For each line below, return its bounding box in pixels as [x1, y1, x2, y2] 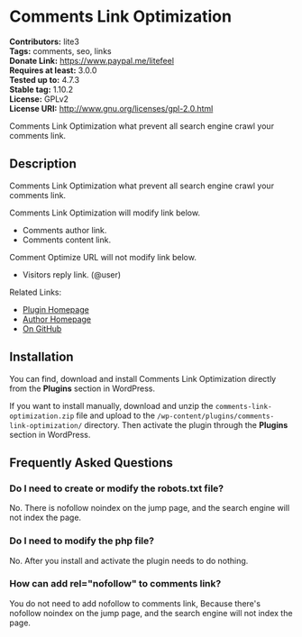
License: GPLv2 [9, 93, 69, 105]
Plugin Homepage [22, 304, 90, 314]
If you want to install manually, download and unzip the [9, 400, 214, 411]
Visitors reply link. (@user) [22, 268, 122, 280]
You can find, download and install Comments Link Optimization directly [9, 373, 277, 384]
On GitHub [22, 323, 62, 334]
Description [9, 156, 77, 172]
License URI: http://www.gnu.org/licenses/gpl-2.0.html [9, 103, 214, 114]
